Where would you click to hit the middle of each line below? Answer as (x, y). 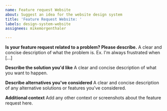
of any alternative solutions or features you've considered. (66, 88)
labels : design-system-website (38, 24)
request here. (19, 103)
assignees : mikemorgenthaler (36, 29)
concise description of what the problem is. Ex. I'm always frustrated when (83, 53)
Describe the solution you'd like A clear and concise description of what (81, 68)
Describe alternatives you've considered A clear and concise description (82, 83)
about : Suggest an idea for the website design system (64, 15)
